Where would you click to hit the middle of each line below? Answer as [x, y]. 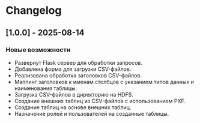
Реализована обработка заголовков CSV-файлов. [78, 75]
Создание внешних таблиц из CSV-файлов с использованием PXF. [100, 101]
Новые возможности [38, 50]
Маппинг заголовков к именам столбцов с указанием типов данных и [104, 82]
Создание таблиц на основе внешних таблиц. [73, 107]
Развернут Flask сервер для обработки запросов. [78, 62]
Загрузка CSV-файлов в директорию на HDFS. [74, 94]
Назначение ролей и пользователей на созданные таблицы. [92, 113]
